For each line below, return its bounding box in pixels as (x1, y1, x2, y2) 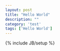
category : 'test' (5, 21, 41, 27)
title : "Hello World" (5, 12, 50, 17)
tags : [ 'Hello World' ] (5, 26, 52, 31)
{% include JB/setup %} (5, 40, 55, 46)
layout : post (5, 7, 32, 13)
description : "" (5, 17, 39, 22)
